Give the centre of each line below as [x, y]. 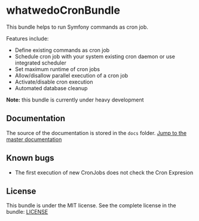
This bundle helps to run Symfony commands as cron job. [77, 27]
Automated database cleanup [51, 88]
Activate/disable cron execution [54, 82]
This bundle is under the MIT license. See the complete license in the [91, 205]
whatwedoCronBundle [63, 10]
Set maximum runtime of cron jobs [57, 69]
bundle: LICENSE [27, 212]
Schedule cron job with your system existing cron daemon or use [95, 56]
